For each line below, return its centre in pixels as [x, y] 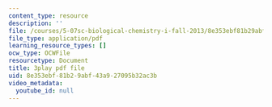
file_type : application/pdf [56, 38]
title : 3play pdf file [47, 68]
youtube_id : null [45, 91]
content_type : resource [49, 16]
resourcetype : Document [49, 61]
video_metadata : [36, 83]
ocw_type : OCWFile [39, 53]
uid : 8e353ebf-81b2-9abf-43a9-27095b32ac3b [83, 76]
